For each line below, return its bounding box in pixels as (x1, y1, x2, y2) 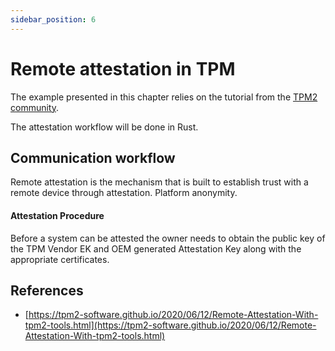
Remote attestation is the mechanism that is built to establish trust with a (10, 176, 309, 188)
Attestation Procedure (10, 209, 105, 221)
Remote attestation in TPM (10, 57, 236, 80)
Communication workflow (10, 149, 176, 166)
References (10, 282, 84, 299)
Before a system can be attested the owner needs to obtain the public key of (10, 232, 326, 244)
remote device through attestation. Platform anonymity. (10, 187, 238, 199)
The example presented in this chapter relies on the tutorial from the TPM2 (10, 91, 318, 103)
